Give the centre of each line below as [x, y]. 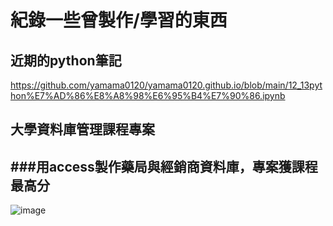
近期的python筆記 [66, 60]
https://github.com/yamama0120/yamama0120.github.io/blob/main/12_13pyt [166, 85]
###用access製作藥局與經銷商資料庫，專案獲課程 [164, 166]
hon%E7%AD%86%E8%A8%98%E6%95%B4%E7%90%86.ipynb [148, 95]
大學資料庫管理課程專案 [82, 129]
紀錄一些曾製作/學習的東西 [119, 20]
